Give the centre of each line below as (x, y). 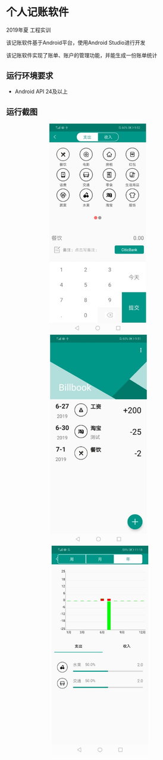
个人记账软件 (38, 12)
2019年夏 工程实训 (29, 30)
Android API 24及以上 (41, 91)
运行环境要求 (30, 76)
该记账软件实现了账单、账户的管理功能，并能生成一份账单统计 (82, 55)
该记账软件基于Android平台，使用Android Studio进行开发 (76, 42)
